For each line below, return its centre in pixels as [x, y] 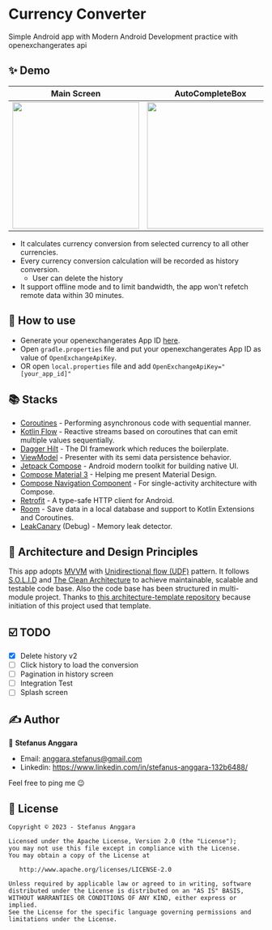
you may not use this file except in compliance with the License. [125, 848]
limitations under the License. [63, 919]
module [21, 597]
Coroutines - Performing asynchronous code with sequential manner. [136, 423]
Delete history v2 [49, 656]
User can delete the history [78, 278]
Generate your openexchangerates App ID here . [100, 340]
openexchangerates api [48, 45]
